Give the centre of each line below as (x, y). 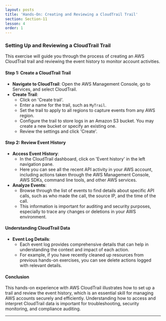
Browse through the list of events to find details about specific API (87, 190)
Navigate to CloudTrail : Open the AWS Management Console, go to (81, 84)
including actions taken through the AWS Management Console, (85, 174)
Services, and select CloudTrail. (45, 89)
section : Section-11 (26, 19)
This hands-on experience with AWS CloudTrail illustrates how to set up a (80, 288)
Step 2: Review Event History (36, 143)
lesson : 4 (15, 24)
